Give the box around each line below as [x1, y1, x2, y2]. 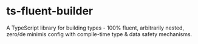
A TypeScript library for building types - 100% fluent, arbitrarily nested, [6, 24, 184, 31]
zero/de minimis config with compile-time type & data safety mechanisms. [6, 30, 193, 37]
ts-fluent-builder [6, 4, 93, 18]
